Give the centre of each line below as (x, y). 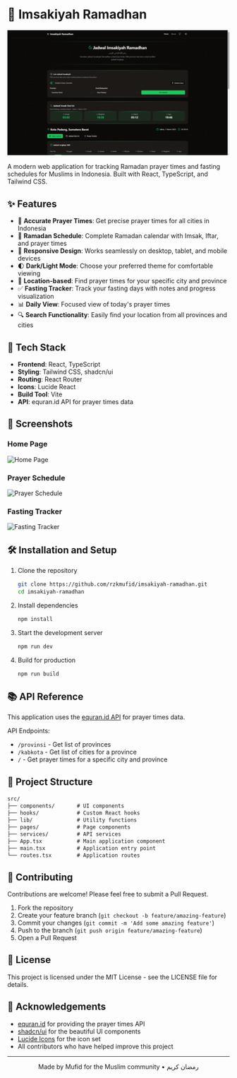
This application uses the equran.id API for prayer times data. (96, 717)
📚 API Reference (45, 696)
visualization (36, 297)
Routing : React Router (50, 379)
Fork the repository (45, 908)
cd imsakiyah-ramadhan (51, 592)
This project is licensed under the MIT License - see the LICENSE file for (112, 977)
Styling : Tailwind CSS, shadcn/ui (65, 372)
